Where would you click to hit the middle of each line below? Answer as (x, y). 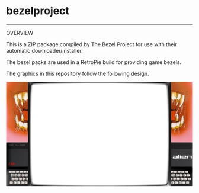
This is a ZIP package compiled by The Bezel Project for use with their (92, 44)
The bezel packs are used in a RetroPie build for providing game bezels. (94, 62)
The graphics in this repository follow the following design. (78, 73)
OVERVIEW (20, 33)
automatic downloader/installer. (44, 50)
